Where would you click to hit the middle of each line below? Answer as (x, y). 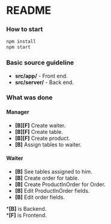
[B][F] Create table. (39, 132)
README (29, 11)
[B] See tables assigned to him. (54, 171)
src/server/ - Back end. (44, 82)
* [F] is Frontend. (26, 215)
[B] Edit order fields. (40, 197)
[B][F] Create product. (42, 138)
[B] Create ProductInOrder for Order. (60, 184)
